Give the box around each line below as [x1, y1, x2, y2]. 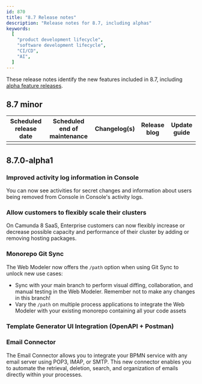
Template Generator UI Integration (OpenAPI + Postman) [6, 322, 174, 331]
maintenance [49, 132, 88, 141]
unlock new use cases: [6, 270, 63, 277]
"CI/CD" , [17, 48, 39, 54]
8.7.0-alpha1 [6, 155, 54, 165]
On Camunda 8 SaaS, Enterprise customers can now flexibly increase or [6, 222, 185, 229]
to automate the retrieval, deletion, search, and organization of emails [6, 364, 179, 371]
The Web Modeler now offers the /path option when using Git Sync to [6, 263, 179, 270]
